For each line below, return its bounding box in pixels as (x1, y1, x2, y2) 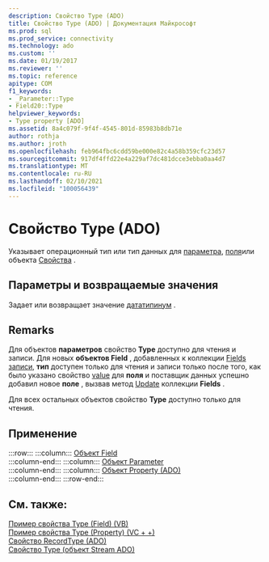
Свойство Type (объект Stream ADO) (8, 544, 136, 554)
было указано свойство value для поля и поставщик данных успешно (8, 370, 250, 380)
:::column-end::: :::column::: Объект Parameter (8, 457, 164, 467)
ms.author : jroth (8, 139, 67, 148)
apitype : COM (8, 79, 53, 87)
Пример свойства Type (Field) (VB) (8, 518, 129, 528)
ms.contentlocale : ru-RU (8, 170, 92, 178)
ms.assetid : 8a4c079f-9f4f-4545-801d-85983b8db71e (8, 125, 183, 133)
